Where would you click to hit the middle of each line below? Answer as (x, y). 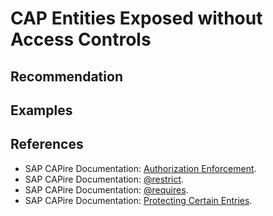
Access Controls (81, 39)
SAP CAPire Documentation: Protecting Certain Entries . (138, 200)
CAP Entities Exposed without (136, 18)
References (47, 144)
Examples (41, 110)
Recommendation (66, 76)
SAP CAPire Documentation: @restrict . (104, 179)
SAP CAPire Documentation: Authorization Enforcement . (140, 168)
